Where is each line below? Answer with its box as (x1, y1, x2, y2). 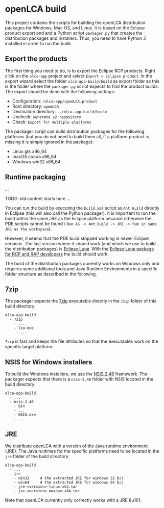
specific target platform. (5, 344, 54, 350)
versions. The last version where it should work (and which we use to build (5, 240, 156, 246)
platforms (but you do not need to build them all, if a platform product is (5, 133, 149, 139)
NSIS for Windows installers (5, 358, 93, 366)
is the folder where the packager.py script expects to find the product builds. (5, 83, 159, 89)
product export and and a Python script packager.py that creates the (5, 30, 143, 36)
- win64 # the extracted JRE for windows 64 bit (14, 480, 124, 485)
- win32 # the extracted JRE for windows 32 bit (14, 476, 124, 481)
